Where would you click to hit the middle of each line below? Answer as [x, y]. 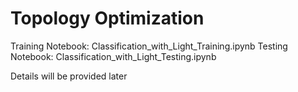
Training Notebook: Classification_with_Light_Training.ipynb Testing [149, 46]
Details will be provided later [69, 76]
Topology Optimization [107, 18]
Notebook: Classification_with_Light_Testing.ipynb [113, 56]
